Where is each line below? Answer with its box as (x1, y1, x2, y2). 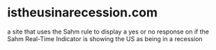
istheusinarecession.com (7, 5, 158, 21)
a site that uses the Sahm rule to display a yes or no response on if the (7, 27, 209, 36)
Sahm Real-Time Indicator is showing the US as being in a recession (7, 34, 203, 42)
